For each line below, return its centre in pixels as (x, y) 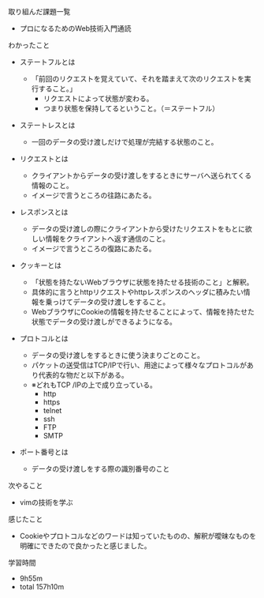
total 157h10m (42, 587)
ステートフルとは (47, 62)
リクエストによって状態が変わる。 (98, 98)
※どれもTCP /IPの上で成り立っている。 (94, 385)
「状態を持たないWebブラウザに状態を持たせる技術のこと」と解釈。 (142, 282)
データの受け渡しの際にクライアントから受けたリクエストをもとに (138, 229)
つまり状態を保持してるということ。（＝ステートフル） (131, 108)
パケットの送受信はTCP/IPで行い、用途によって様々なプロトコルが (139, 365)
